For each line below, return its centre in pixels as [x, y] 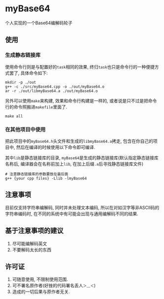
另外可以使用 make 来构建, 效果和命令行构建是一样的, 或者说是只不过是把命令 [81, 100]
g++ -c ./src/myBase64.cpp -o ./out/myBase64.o [55, 87]
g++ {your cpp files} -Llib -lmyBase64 [46, 178]
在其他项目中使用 [25, 130]
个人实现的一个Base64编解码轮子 [39, 23]
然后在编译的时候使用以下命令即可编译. [56, 147]
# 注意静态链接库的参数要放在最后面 [37, 174]
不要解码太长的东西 [32, 250]
